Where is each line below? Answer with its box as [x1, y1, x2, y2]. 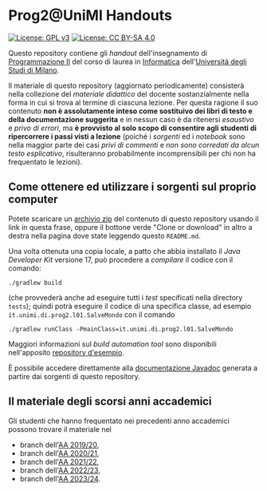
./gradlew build [8, 279, 62, 287]
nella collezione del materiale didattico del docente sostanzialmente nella [8, 89, 249, 98]
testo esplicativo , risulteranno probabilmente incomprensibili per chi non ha [8, 148, 257, 158]
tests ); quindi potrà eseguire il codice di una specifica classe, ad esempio [8, 301, 252, 311]
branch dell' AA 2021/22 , [19, 457, 100, 466]
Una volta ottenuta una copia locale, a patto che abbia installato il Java [8, 246, 241, 255]
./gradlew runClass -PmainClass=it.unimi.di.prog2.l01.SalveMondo [8, 325, 234, 333]
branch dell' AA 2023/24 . [19, 473, 101, 483]
